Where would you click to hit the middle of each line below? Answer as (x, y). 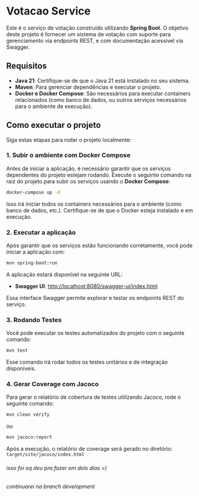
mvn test (17, 351)
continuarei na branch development (51, 486)
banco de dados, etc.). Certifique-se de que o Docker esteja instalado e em (100, 210)
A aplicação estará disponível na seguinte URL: (65, 274)
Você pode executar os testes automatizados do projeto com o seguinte (95, 333)
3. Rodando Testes (34, 320)
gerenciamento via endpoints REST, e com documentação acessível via (95, 40)
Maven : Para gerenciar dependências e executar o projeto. (88, 87)
